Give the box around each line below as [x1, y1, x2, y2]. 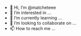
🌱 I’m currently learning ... [9, 15, 62, 20]
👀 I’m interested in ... [9, 10, 52, 16]
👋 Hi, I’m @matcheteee [9, 5, 56, 10]
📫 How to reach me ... [9, 26, 55, 31]
